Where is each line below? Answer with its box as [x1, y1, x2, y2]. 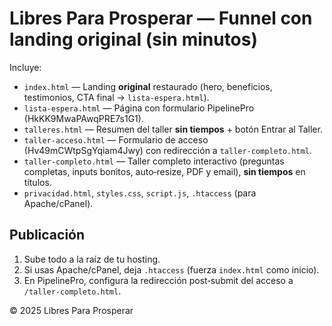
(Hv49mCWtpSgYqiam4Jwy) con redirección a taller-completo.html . [23, 144, 312, 156]
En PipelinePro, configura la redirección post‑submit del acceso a [23, 274, 294, 286]
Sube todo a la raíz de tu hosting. [23, 253, 161, 265]
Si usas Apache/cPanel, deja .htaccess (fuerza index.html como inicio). [23, 263, 320, 276]
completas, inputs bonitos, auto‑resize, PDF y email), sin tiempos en [23, 165, 306, 177]
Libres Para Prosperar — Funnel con [9, 7, 313, 30]
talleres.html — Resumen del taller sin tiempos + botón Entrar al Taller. [23, 123, 323, 135]
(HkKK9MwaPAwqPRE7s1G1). [23, 112, 144, 124]
